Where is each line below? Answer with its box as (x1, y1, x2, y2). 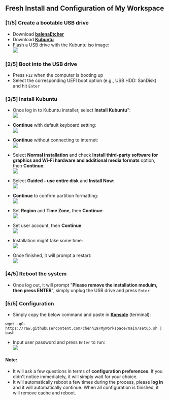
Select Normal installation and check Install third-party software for (12, 152, 158, 158)
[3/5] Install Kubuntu (5, 95, 57, 102)
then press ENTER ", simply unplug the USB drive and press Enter (12, 287, 150, 293)
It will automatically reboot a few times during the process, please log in (12, 379, 163, 385)
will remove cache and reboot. (12, 390, 76, 396)
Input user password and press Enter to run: (12, 339, 106, 345)
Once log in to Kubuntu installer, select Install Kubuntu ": (12, 107, 131, 113)
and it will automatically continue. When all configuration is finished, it (12, 384, 159, 391)
